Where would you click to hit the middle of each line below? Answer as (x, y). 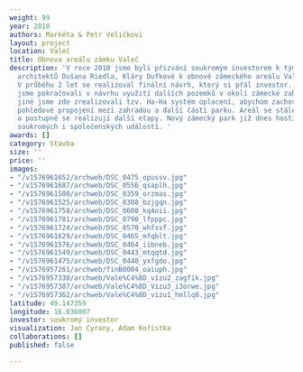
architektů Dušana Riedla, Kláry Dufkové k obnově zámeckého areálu (149, 77)
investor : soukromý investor (64, 320)
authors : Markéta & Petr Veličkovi (76, 34)
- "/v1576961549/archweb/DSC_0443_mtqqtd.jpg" (98, 253)
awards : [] (30, 135)
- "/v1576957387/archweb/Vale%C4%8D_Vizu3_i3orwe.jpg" (115, 286)
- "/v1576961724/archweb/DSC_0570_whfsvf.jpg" (98, 228)
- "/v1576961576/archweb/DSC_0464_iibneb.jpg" (98, 245)
